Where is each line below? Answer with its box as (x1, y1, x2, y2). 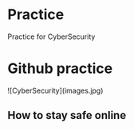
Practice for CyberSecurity (7, 32, 96, 41)
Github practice (7, 59, 113, 78)
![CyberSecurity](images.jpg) (7, 86, 104, 95)
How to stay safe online (7, 109, 127, 122)
